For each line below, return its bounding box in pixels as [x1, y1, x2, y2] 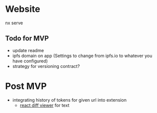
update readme [12, 47, 44, 53]
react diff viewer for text [19, 102, 70, 108]
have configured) [12, 58, 48, 64]
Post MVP [5, 80, 47, 92]
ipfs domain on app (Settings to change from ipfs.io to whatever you [12, 53, 153, 58]
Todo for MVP [5, 34, 49, 43]
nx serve [5, 20, 23, 26]
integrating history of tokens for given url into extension [12, 97, 127, 103]
